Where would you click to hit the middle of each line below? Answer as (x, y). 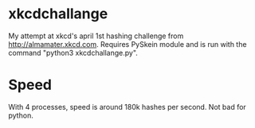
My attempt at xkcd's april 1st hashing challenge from (96, 36)
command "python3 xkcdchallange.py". (73, 52)
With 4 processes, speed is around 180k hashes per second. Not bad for (127, 107)
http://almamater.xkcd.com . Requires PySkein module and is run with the (127, 44)
